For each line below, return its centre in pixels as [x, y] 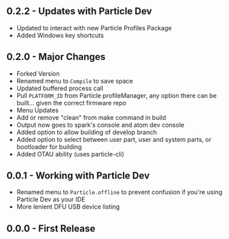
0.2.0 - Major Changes [56, 57]
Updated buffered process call [60, 88]
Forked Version [38, 73]
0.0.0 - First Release [51, 228]
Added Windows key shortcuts [60, 35]
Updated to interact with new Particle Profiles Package [94, 28]
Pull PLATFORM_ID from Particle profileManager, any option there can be [117, 95]
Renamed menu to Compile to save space [75, 81]
